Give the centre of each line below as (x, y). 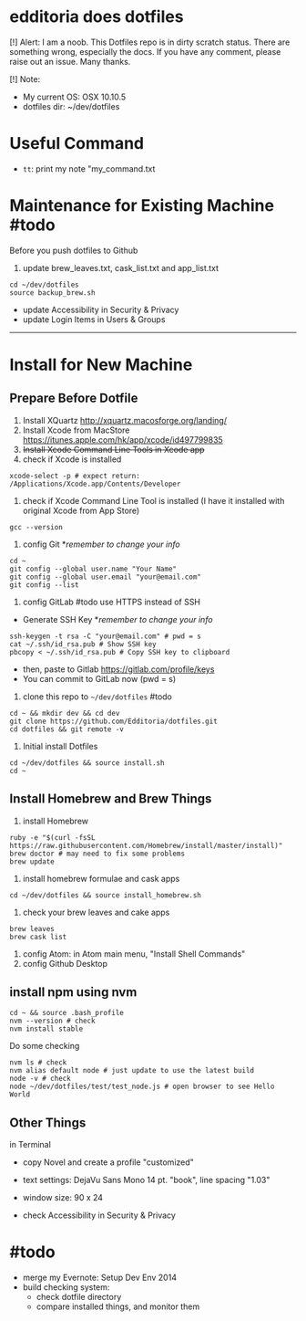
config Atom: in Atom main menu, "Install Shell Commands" (134, 954)
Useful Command (76, 144)
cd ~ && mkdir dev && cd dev (65, 713)
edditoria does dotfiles (97, 17)
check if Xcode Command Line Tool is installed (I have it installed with (153, 500)
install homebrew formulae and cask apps (101, 878)
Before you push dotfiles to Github (74, 250)
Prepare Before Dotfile (74, 398)
